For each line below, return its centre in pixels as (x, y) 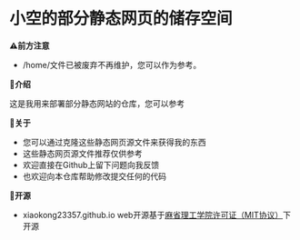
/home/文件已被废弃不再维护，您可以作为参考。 (112, 65)
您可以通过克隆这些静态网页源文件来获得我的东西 (114, 142)
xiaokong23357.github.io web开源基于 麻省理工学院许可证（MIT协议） (153, 215)
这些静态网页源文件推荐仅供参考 (82, 153)
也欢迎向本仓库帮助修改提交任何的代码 (94, 176)
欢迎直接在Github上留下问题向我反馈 (91, 165)
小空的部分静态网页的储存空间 (121, 19)
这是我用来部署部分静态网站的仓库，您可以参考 (97, 103)
